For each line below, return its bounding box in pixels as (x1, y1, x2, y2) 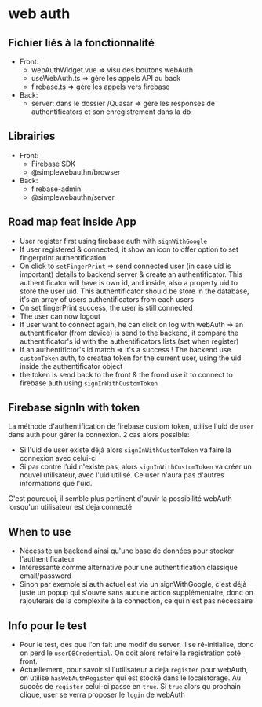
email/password (19, 571, 72, 580)
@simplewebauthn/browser (31, 167, 121, 177)
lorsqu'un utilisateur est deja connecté (8, 503, 133, 512)
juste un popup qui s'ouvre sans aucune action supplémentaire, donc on (19, 587, 253, 598)
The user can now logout (19, 311, 100, 321)
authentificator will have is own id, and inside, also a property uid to (19, 278, 238, 287)
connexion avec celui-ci (19, 454, 97, 463)
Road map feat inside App (8, 215, 137, 229)
